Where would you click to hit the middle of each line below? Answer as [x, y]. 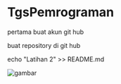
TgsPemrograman [61, 12]
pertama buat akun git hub [46, 32]
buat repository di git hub [44, 45]
